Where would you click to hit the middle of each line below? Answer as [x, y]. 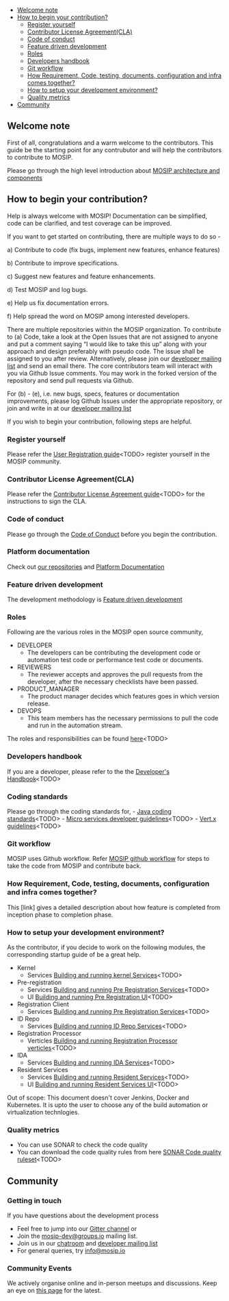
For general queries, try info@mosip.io [71, 1250]
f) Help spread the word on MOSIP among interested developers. [98, 316]
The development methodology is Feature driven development [95, 600]
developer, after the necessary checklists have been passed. [113, 682]
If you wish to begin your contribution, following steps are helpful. [100, 422]
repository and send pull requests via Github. [70, 380]
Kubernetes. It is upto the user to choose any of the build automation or [108, 1105]
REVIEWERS [34, 667]
